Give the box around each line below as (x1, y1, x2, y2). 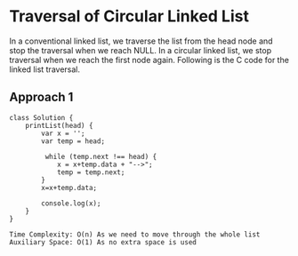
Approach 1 (9, 90, 74, 105)
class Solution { (9, 113, 74, 122)
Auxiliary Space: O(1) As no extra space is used (9, 237, 197, 246)
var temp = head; (41, 136, 105, 146)
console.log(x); (41, 198, 101, 208)
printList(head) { (25, 121, 93, 130)
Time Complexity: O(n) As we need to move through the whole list (9, 229, 261, 239)
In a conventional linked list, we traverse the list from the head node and (9, 36, 273, 46)
